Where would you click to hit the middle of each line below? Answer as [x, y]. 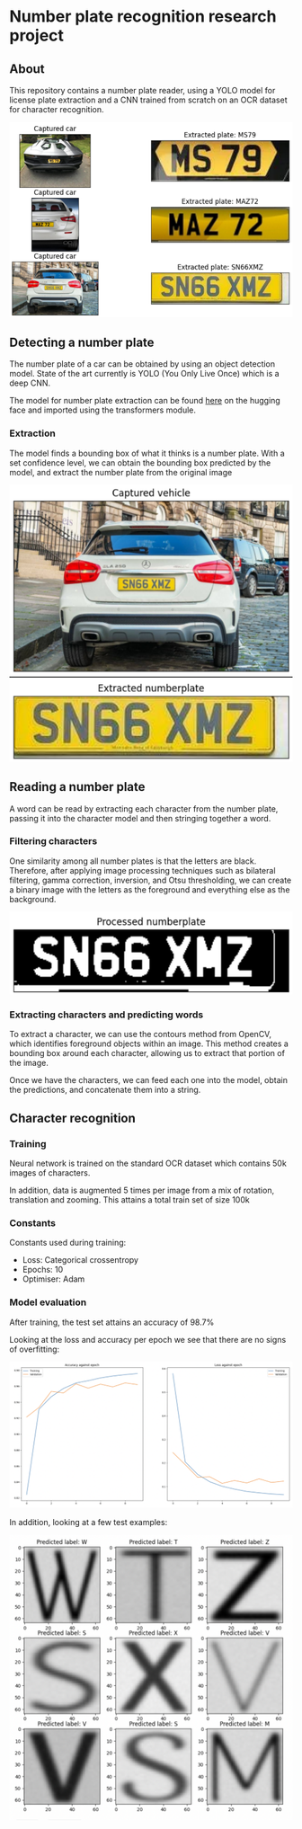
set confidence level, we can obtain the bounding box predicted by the [140, 462]
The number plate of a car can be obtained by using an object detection [142, 364]
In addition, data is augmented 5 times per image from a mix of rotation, [142, 1190]
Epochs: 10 [43, 1270]
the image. [29, 1063]
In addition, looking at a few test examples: [89, 1522]
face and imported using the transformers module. [102, 410]
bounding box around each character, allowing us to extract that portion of [147, 1053]
